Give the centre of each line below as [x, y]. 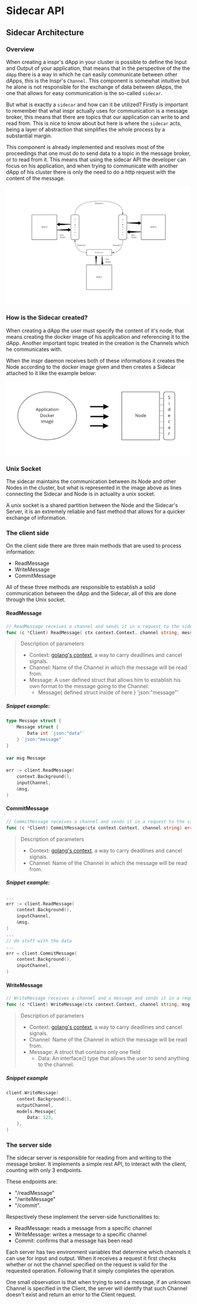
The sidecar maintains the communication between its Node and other [91, 481]
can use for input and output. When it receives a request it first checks [91, 1258]
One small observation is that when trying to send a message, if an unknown [98, 1282]
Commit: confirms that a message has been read [74, 1241]
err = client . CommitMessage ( [42, 953]
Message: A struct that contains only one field [85, 1052]
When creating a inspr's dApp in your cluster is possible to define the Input [96, 62]
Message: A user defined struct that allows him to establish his [105, 680]
